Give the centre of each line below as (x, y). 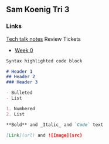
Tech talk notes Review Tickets (43, 39)
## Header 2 (21, 77)
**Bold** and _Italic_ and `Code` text (55, 125)
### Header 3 (22, 82)
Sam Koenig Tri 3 (38, 10)
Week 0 (24, 50)
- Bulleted (19, 93)
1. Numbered (21, 108)
